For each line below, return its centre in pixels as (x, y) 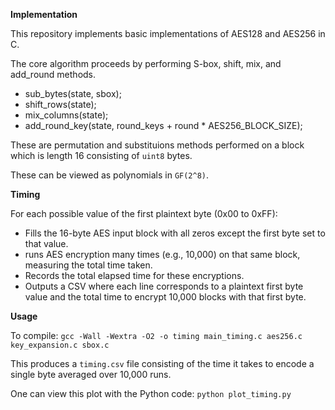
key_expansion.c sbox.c (60, 345)
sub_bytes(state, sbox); (73, 93)
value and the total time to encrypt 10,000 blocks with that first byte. (165, 297)
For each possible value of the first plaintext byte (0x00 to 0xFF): (144, 213)
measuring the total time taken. (88, 265)
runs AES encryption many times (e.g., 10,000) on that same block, (162, 254)
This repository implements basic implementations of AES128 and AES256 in (168, 33)
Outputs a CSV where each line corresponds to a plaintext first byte (164, 286)
